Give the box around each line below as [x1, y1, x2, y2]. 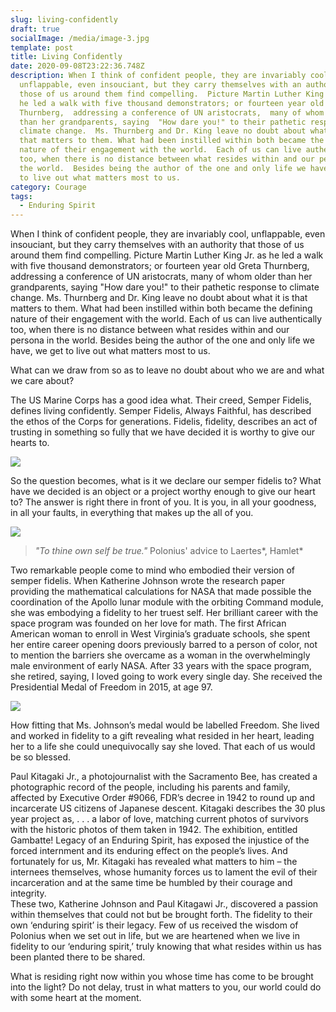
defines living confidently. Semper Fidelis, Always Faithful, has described [10, 405, 312, 417]
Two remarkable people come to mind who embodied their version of [10, 564, 295, 576]
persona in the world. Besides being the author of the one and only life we [10, 334, 315, 346]
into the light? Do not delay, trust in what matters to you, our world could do [10, 981, 322, 993]
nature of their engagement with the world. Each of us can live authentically [10, 313, 323, 325]
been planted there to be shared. [10, 951, 146, 963]
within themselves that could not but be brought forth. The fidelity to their [10, 909, 313, 921]
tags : [10, 191, 33, 201]
